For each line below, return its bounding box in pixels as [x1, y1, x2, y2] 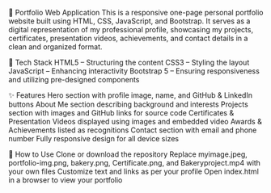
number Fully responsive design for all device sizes [8, 134, 180, 143]
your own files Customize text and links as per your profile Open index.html [8, 166, 259, 176]
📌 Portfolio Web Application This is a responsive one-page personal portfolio [8, 8, 264, 17]
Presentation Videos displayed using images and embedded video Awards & [8, 117, 263, 126]
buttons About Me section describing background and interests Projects [8, 99, 248, 109]
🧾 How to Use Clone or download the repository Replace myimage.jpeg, [8, 149, 248, 159]
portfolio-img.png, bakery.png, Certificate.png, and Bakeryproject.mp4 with [8, 158, 261, 167]
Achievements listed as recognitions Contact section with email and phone [8, 125, 257, 135]
